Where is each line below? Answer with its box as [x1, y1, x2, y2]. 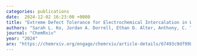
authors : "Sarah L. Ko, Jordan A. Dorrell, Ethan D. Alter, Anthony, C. [6, 24, 188, 31]
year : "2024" [6, 36, 38, 41]
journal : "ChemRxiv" [6, 30, 57, 36]
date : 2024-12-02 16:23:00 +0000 [6, 14, 91, 20]
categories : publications [6, 8, 69, 15]
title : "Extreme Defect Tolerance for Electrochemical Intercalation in [6, 19, 188, 25]
